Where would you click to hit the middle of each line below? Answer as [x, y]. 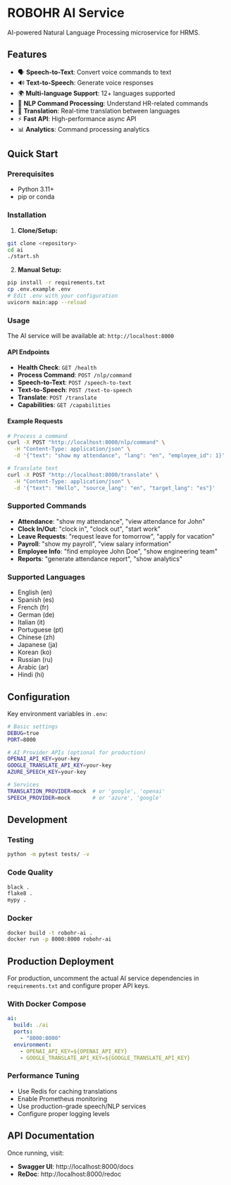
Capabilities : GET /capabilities [64, 405]
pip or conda [36, 197]
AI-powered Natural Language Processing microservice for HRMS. [104, 32]
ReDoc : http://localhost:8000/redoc [69, 1174]
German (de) [36, 615]
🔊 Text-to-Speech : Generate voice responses [85, 82]
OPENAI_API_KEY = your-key [44, 759]
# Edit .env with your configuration [63, 296]
